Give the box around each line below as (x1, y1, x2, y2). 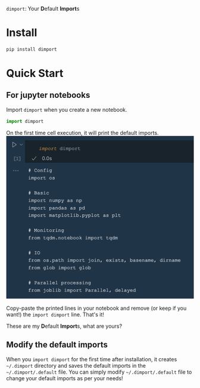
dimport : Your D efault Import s (6, 5, 80, 12)
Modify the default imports (6, 340, 108, 350)
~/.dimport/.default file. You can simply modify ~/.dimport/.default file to (6, 368, 192, 375)
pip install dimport (6, 46, 58, 53)
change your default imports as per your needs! (6, 374, 123, 381)
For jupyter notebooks (6, 90, 90, 100)
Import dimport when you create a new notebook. (6, 106, 127, 113)
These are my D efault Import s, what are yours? (6, 322, 123, 330)
